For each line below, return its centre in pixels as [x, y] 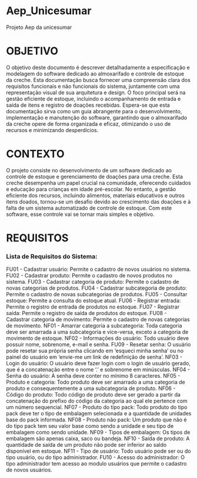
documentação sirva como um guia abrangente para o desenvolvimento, [94, 111]
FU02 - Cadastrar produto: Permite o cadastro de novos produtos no [89, 276]
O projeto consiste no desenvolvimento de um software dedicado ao [89, 170]
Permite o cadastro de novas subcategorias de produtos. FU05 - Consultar [97, 294]
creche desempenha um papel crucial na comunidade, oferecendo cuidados [98, 183]
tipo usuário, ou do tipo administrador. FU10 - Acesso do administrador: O [96, 457]
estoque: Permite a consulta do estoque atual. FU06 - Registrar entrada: [94, 301]
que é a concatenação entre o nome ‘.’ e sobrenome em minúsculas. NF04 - [98, 369]
